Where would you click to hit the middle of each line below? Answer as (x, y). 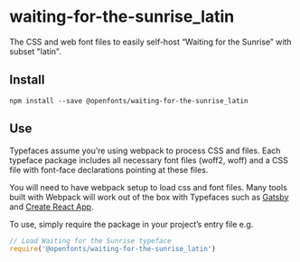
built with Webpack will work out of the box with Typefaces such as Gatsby (149, 197)
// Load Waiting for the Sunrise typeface (90, 241)
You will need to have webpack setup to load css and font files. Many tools (148, 187)
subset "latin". (35, 51)
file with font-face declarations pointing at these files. (109, 170)
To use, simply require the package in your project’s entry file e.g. (131, 224)
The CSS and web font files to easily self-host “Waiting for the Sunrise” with (150, 42)
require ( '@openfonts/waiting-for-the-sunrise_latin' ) (113, 249)
